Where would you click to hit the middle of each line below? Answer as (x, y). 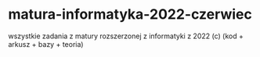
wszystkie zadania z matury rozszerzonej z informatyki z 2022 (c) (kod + (126, 36)
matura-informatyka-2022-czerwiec (130, 14)
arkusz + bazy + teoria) (46, 44)
